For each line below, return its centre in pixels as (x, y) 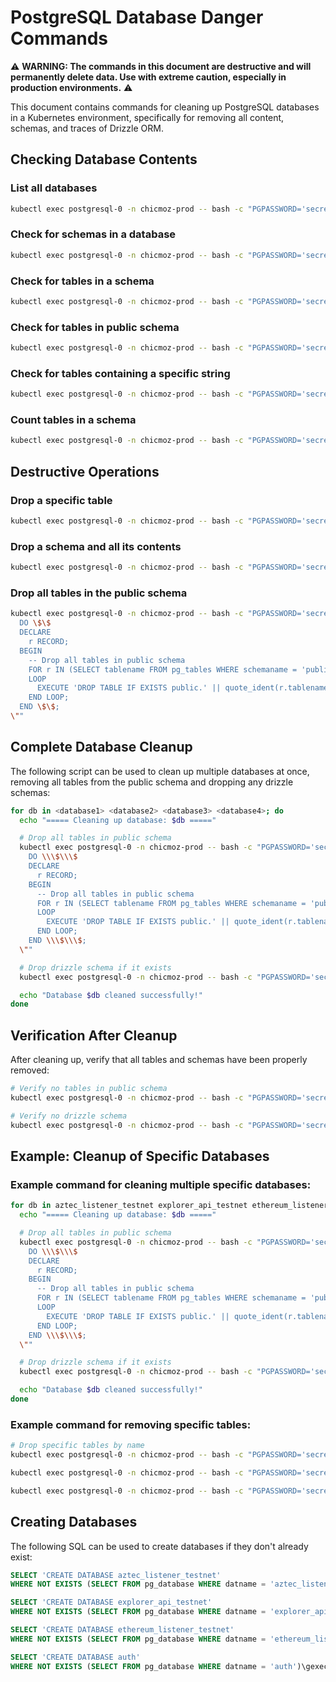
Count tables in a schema (73, 420)
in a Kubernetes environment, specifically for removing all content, (147, 117)
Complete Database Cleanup (101, 747)
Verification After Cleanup (94, 1035)
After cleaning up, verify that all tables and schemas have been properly (159, 1060)
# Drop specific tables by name (77, 1446)
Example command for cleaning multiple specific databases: (161, 1184)
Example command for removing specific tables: (131, 1424)
